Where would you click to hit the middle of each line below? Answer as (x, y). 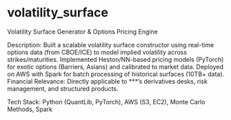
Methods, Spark (30, 109)
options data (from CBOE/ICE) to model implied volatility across (97, 52)
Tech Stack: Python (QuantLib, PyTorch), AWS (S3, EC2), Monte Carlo (106, 101)
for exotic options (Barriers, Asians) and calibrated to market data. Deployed (115, 67)
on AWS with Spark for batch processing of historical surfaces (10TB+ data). (116, 74)
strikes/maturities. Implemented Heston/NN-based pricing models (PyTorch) (115, 59)
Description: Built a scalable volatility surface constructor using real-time (111, 45)
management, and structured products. (63, 88)
